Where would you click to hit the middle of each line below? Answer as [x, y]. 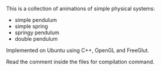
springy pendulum [37, 33]
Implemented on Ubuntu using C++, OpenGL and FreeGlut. [78, 50]
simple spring [31, 26]
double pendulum [36, 39]
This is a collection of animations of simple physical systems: [80, 9]
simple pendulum [36, 20]
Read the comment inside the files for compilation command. [80, 62]
